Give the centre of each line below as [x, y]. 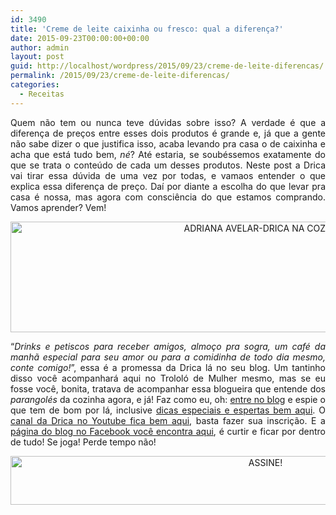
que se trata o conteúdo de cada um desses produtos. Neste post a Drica [168, 165]
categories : [35, 85]
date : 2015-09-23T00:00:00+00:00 [80, 38]
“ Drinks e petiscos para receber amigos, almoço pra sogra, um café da [168, 346]
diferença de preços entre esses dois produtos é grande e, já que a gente [168, 133]
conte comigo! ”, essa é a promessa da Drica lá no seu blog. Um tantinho [168, 367]
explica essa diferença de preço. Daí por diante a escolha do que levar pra [168, 186]
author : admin [40, 47]
